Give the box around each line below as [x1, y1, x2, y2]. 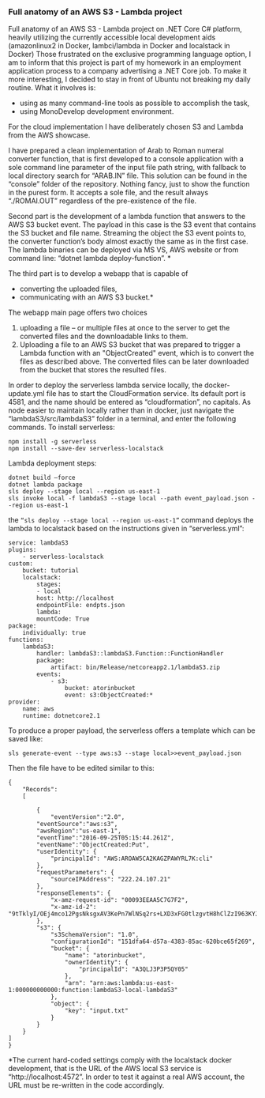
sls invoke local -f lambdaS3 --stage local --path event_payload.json [8, 495, 248, 503]
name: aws [22, 705, 55, 713]
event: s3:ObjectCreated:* [64, 691, 154, 700]
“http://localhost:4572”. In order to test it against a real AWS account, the [8, 1072, 245, 1081]
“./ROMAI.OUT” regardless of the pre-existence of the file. [8, 196, 197, 206]
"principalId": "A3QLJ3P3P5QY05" [78, 965, 189, 974]
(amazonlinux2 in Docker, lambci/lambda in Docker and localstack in [8, 41, 230, 51]
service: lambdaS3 [8, 539, 69, 547]
